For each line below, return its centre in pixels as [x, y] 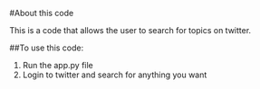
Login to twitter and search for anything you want [115, 75]
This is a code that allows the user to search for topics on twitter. [130, 30]
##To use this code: [47, 48]
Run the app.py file [58, 65]
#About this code [42, 13]
